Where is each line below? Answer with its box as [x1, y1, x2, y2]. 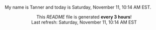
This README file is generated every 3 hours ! [36, 14, 132, 19]
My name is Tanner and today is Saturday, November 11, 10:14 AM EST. [5, 4, 151, 10]
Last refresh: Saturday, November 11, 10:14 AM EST [31, 19, 137, 25]
